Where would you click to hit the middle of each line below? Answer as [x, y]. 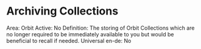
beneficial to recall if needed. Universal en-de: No [69, 41]
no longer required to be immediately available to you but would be [90, 34]
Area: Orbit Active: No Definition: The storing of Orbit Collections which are [100, 28]
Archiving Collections [62, 11]
